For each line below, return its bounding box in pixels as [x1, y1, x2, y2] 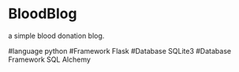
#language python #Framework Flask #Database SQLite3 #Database [8, 46, 231, 55]
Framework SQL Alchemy [8, 55, 91, 64]
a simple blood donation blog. [8, 31, 105, 40]
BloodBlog [8, 5, 77, 23]
